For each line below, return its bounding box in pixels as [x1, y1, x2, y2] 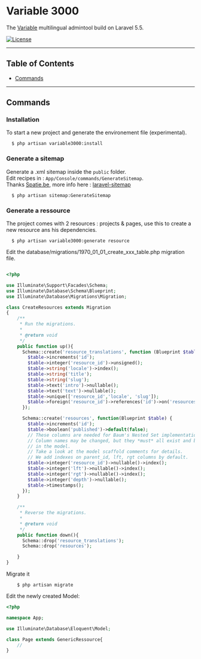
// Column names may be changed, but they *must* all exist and [28, 437, 191, 444]
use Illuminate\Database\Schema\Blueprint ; [6, 288, 117, 294]
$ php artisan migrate [17, 582, 74, 588]
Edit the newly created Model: [6, 593, 80, 600]
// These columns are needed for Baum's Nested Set [28, 432, 160, 438]
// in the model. [28, 443, 71, 449]
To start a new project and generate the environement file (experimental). [6, 129, 187, 136]
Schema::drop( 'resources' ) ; [22, 543, 93, 549]
